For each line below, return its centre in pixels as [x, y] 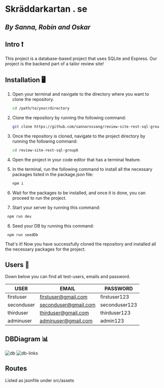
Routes [16, 369]
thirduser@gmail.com [64, 313]
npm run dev [19, 216]
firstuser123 [115, 297]
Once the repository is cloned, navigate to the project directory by [79, 136]
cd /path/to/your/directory [41, 108]
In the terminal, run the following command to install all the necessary [82, 169]
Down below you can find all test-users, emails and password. [68, 277]
